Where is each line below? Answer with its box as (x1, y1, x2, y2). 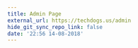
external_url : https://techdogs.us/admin (7, 17, 132, 24)
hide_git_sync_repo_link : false (7, 23, 103, 30)
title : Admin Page (7, 10, 62, 18)
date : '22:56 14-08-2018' (7, 30, 84, 37)
